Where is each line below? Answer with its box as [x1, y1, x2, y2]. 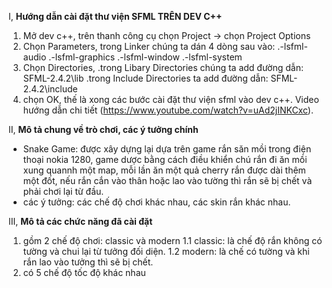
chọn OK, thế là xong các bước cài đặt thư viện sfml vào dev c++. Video [22, 94, 320, 105]
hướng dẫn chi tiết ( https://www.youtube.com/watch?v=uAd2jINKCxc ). [22, 104, 314, 116]
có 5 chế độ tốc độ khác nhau [22, 267, 146, 278]
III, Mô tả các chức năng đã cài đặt [8, 216, 153, 227]
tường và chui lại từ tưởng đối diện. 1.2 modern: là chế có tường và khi [22, 246, 310, 257]
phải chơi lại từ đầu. [22, 186, 105, 197]
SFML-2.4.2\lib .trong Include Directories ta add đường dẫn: [22, 72, 269, 84]
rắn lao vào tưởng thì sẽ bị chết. [22, 256, 154, 268]
